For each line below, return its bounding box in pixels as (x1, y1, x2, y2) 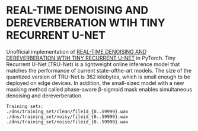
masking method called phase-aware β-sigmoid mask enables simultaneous (6, 86, 193, 93)
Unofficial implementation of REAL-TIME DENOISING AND (6, 48, 147, 55)
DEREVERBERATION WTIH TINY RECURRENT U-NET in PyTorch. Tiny (6, 54, 176, 61)
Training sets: (6, 103, 44, 109)
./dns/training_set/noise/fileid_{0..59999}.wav (6, 119, 129, 125)
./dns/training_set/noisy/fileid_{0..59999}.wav (6, 113, 129, 120)
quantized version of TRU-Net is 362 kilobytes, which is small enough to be (6, 73, 191, 80)
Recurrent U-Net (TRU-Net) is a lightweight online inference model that (6, 60, 180, 68)
